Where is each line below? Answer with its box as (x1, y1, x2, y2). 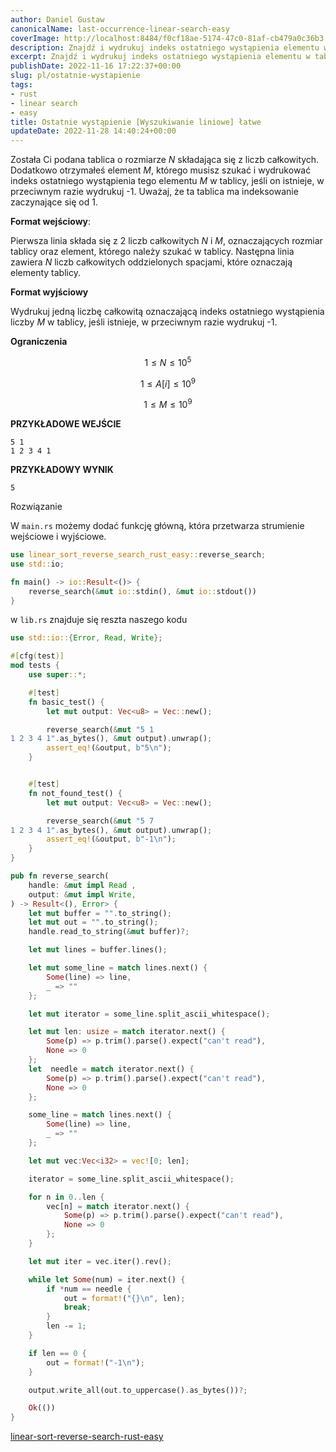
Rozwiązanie (10, 501, 63, 513)
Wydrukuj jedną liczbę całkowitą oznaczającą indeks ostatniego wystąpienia (10, 306, 325, 318)
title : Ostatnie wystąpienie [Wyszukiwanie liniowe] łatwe (10, 117, 262, 127)
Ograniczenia (10, 336, 68, 348)
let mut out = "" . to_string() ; (28, 917, 159, 928)
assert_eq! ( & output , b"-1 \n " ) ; (46, 834, 177, 845)
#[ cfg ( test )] (10, 651, 65, 661)
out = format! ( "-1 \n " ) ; (46, 1357, 145, 1368)
